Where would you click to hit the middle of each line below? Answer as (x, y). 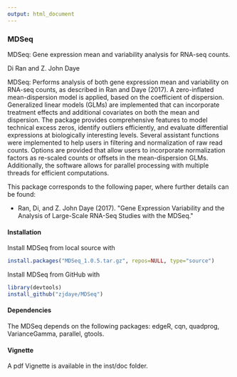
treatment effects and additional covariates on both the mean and (103, 112)
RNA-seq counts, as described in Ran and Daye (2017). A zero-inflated (111, 89)
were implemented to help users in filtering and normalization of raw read (115, 143)
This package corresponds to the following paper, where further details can (118, 187)
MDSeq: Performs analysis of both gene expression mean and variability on (118, 82)
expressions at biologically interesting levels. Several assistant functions (113, 135)
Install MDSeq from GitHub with (54, 274)
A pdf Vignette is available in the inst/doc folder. (78, 366)
